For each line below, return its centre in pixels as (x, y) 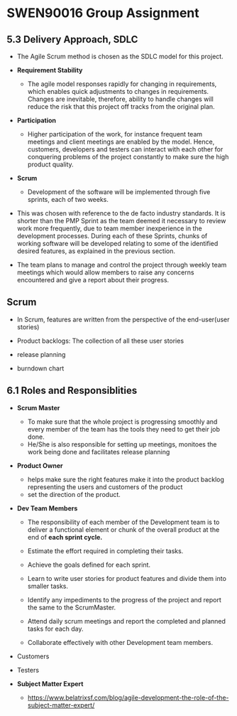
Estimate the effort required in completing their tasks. (105, 551)
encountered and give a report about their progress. (93, 280)
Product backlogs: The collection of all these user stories (100, 341)
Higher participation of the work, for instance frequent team (115, 134)
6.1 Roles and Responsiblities (72, 391)
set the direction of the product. (74, 494)
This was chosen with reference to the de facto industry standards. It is (121, 213)
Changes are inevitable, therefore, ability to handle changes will (120, 99)
